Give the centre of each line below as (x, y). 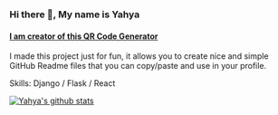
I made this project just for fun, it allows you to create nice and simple (139, 56)
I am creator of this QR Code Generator (84, 36)
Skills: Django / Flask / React (62, 83)
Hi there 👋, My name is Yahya (75, 14)
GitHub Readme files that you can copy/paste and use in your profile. (138, 66)
